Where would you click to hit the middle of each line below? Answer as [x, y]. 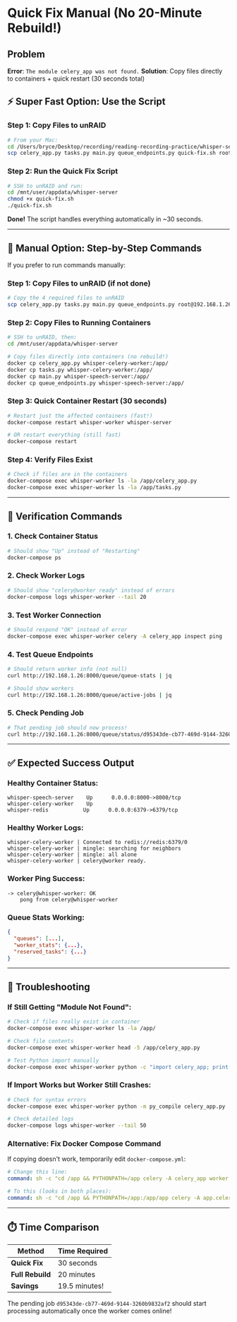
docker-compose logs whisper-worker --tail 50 [77, 1125]
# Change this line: [38, 1172]
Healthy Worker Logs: [45, 828]
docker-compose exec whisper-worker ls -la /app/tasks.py [94, 488]
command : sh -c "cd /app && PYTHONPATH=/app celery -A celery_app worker [118, 1178]
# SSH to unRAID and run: [45, 186]
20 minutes [77, 1274]
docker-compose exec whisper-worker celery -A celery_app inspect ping [115, 636]
